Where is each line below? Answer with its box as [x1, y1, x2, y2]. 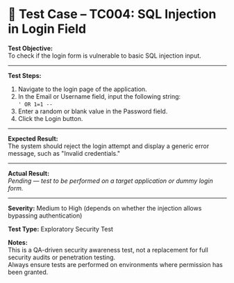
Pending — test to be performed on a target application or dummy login [8, 177, 214, 185]
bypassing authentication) [8, 211, 83, 220]
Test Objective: [8, 44, 53, 52]
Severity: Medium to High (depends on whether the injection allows [8, 204, 202, 212]
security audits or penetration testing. [8, 253, 116, 261]
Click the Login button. [17, 114, 83, 122]
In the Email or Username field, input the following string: [17, 92, 181, 100]
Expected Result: [8, 134, 58, 143]
